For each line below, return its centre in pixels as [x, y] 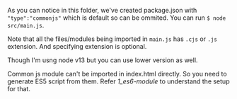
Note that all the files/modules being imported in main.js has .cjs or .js [112, 39]
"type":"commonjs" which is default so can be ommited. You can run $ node [117, 18]
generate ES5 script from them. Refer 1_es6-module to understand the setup [118, 81]
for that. [19, 89]
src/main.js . [26, 25]
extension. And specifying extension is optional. [77, 46]
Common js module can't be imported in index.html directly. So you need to [117, 74]
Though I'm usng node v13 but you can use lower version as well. [103, 60]
